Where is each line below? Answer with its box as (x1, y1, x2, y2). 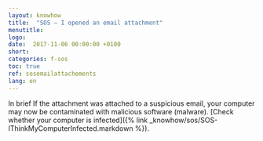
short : (8, 48, 30, 56)
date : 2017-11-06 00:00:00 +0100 (8, 41, 122, 49)
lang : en (8, 77, 37, 85)
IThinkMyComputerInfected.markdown (8, 123, 133, 133)
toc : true (8, 63, 41, 70)
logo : (8, 33, 26, 42)
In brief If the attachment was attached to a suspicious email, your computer (8, 99, 255, 108)
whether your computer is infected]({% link (8, 115, 148, 125)
